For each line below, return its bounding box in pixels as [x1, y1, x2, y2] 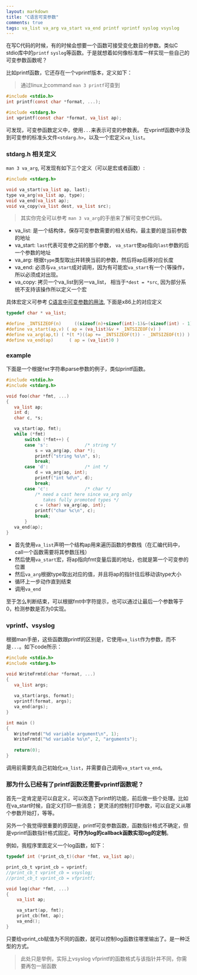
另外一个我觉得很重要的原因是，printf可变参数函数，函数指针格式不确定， [6, 822, 184, 829]
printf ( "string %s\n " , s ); [35, 453, 101, 459]
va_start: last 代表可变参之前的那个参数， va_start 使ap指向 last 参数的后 [14, 242, 189, 249]
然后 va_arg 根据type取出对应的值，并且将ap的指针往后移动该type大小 [14, 571, 182, 578]
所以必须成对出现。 [14, 271, 62, 278]
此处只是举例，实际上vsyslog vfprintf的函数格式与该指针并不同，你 [20, 955, 182, 962]
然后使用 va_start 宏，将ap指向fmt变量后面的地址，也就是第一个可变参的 [14, 556, 189, 563]
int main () [6, 719, 35, 726]
